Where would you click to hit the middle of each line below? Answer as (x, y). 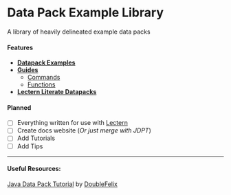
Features (20, 47)
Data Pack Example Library (85, 13)
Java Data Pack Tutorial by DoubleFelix (63, 184)
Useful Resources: (34, 169)
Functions (41, 84)
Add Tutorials (36, 138)
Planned (19, 107)
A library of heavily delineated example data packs (79, 32)
